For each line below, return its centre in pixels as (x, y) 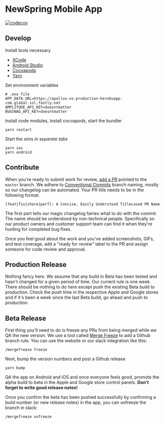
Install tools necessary (28, 50)
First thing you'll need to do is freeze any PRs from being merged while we (81, 330)
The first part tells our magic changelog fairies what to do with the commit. (81, 213)
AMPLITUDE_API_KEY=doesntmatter (38, 107)
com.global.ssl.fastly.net (33, 103)
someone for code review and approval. (46, 249)
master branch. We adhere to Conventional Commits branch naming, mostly (82, 184)
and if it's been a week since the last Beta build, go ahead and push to (77, 297)
